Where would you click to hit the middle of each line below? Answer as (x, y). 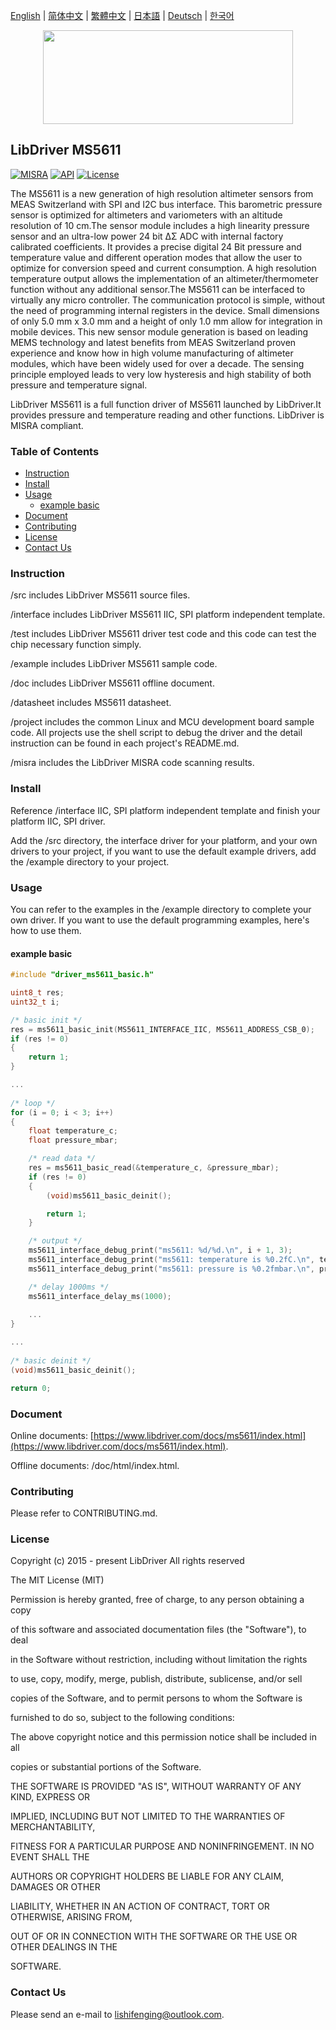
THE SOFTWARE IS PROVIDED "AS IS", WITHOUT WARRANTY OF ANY (156, 1786)
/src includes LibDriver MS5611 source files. (100, 595)
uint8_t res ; (37, 993)
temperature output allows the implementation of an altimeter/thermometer (164, 278)
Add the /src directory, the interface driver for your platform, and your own (164, 840)
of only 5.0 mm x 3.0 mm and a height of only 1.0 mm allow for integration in (166, 321)
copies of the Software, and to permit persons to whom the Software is (156, 1698)
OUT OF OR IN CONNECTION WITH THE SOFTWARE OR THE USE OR (154, 1936)
